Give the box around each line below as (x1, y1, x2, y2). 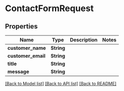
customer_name (7, 45, 46, 51)
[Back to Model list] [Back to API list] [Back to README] (5, 81, 117, 86)
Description (70, 37, 98, 43)
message (7, 68, 29, 75)
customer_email (7, 53, 46, 59)
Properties (5, 22, 38, 30)
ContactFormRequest (5, 3, 94, 14)
